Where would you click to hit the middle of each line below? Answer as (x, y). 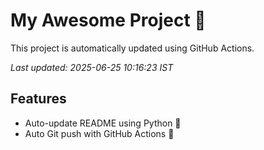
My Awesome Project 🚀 (108, 20)
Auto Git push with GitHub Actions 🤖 (99, 133)
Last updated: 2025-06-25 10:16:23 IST (92, 67)
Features (38, 99)
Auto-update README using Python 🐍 (103, 123)
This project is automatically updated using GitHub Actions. (132, 48)
